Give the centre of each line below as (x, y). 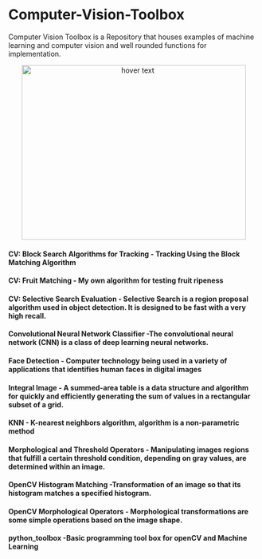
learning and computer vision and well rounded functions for (108, 45)
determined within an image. (57, 466)
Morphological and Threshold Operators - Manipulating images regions (129, 450)
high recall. (27, 315)
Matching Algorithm (42, 262)
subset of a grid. (36, 404)
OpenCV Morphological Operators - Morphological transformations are (129, 511)
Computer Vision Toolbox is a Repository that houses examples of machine (131, 37)
